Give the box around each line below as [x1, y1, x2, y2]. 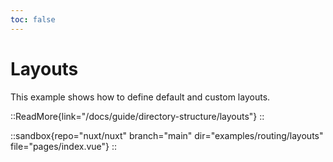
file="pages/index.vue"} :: [10, 140, 118, 152]
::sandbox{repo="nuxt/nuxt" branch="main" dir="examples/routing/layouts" [10, 129, 324, 141]
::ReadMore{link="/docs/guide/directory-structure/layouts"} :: [10, 110, 265, 122]
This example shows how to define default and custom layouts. [10, 91, 271, 103]
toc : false [10, 14, 56, 25]
